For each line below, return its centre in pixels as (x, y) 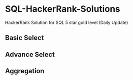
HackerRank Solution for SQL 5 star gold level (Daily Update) (66, 22)
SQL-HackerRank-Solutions (63, 9)
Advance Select (30, 54)
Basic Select (25, 38)
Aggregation (25, 71)
